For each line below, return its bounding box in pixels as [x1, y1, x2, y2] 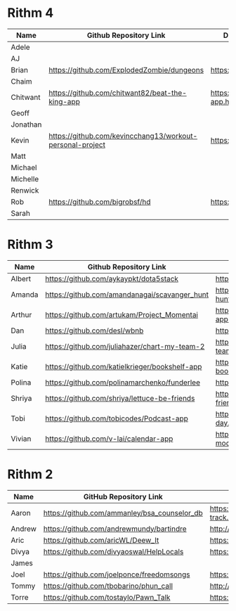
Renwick [11, 185, 39, 195]
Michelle [11, 174, 39, 184]
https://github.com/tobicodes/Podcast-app [45, 413, 188, 423]
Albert [11, 274, 32, 283]
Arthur [11, 309, 32, 319]
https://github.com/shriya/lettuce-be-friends [45, 393, 195, 403]
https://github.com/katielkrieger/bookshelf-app [45, 361, 202, 371]
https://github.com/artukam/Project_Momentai [45, 309, 199, 319]
